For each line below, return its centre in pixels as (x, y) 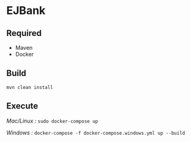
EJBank (26, 11)
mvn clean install (30, 87)
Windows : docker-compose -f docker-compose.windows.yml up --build (96, 132)
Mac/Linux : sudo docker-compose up (52, 121)
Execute (22, 106)
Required (24, 33)
